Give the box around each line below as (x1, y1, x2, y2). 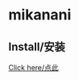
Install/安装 (8, 40, 66, 53)
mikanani (8, 6, 72, 24)
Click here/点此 (8, 63, 59, 72)
